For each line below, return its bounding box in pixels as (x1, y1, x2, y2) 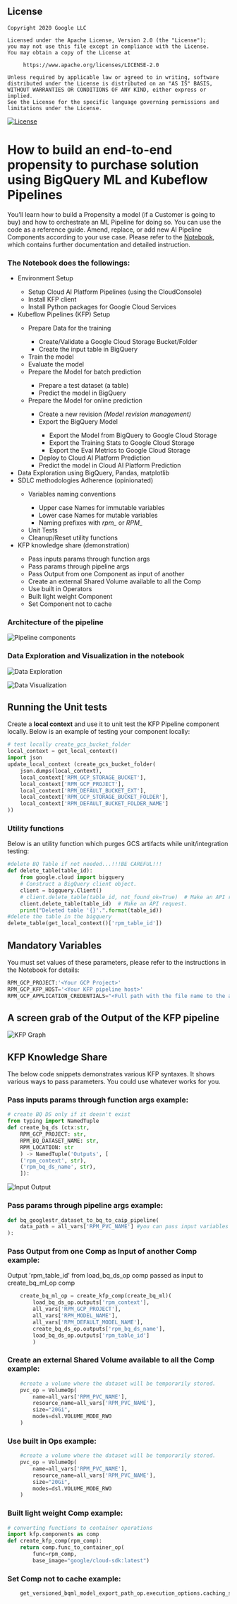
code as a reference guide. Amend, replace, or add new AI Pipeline (7, 225, 202, 234)
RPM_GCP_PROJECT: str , (20, 1131, 87, 1138)
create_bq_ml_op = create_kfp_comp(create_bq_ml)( (20, 1293, 172, 1300)
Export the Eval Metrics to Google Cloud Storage (49, 446, 190, 455)
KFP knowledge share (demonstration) (17, 541, 130, 549)
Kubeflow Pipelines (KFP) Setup (17, 310, 111, 319)
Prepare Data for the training (28, 324, 111, 333)
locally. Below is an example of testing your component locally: (7, 727, 190, 736)
